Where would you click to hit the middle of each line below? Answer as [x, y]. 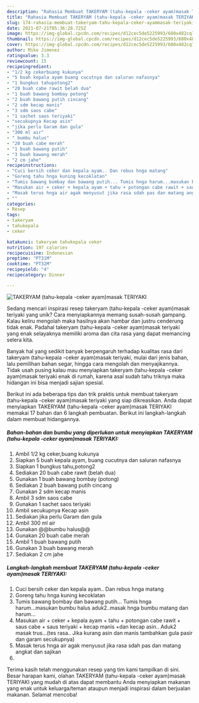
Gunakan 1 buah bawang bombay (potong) [67, 479]
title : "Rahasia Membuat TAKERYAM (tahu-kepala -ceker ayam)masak [90, 17]
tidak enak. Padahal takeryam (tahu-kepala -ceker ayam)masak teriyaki [93, 327]
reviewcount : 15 [27, 61]
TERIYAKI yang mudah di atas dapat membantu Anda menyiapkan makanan [99, 682]
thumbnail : [20, 39]
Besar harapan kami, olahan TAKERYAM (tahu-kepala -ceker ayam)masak [96, 676]
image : [15, 34]
